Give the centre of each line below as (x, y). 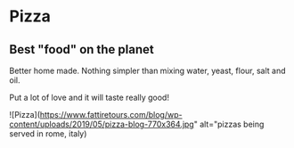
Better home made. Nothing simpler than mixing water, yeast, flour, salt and (148, 70)
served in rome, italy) (48, 134)
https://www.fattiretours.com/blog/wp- (111, 115)
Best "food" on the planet (82, 49)
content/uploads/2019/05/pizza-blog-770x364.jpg (102, 124)
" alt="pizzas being (229, 124)
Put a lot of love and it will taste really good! (89, 97)
